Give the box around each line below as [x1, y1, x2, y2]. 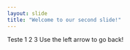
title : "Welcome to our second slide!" [7, 16, 122, 23]
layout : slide [7, 10, 48, 17]
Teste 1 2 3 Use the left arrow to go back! [7, 35, 124, 43]
